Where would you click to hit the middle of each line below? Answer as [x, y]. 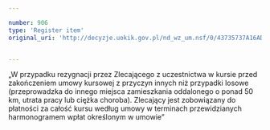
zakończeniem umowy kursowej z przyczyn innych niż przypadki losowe [129, 83]
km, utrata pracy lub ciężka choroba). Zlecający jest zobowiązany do [122, 100]
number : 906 [28, 22]
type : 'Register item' [46, 30]
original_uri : [32, 38]
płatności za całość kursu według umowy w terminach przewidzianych [125, 108]
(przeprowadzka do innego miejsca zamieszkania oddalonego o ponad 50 [131, 91]
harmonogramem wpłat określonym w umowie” [86, 117]
